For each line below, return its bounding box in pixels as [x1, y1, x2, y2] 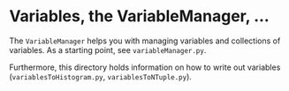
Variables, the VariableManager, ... [9, 6, 270, 27]
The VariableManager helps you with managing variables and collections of [9, 35, 281, 46]
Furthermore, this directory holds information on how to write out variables [9, 62, 281, 72]
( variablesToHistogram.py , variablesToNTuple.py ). [9, 71, 193, 81]
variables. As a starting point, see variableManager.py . [9, 44, 207, 55]
